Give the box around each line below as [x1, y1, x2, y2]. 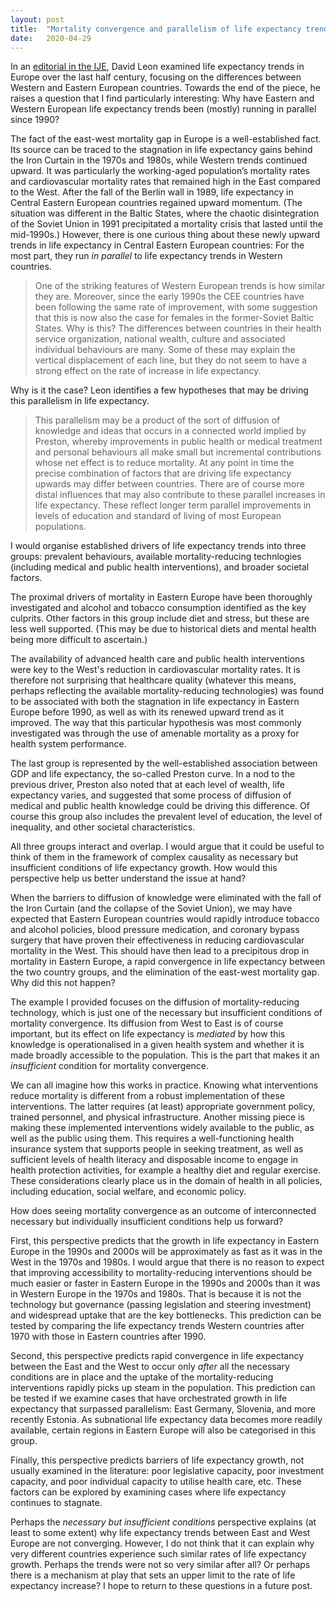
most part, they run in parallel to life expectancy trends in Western [10, 250, 283, 262]
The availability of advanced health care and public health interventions [10, 653, 305, 665]
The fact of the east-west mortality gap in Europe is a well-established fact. [10, 133, 322, 145]
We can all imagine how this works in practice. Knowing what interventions [10, 1079, 319, 1091]
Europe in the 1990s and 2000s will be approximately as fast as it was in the [10, 1246, 323, 1258]
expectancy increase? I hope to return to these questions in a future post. [10, 1580, 313, 1592]
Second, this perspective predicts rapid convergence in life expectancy [10, 1350, 305, 1362]
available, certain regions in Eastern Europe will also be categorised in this [10, 1424, 317, 1436]
